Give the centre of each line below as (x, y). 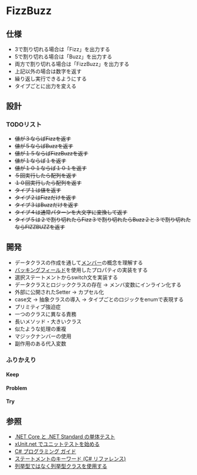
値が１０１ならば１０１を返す (50, 168)
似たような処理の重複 (40, 328)
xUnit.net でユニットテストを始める (57, 444)
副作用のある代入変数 (40, 343)
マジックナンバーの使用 (43, 336)
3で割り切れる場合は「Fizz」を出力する (62, 49)
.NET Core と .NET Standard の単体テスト (65, 437)
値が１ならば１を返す (40, 161)
